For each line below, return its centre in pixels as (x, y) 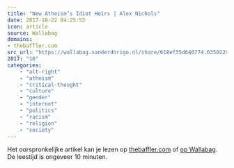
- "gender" (36, 98)
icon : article (28, 26)
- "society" (37, 130)
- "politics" (39, 110)
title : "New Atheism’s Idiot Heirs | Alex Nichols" (84, 14)
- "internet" (39, 104)
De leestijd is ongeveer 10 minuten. (57, 157)
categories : (24, 65)
